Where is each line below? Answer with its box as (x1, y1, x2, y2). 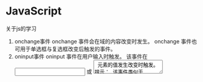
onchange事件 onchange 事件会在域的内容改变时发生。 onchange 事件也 (14, 37, 198, 45)
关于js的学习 (5, 25, 37, 32)
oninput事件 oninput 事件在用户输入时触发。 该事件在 (14, 52, 148, 60)
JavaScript (5, 4, 62, 18)
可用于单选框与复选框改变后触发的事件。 (14, 45, 116, 52)
